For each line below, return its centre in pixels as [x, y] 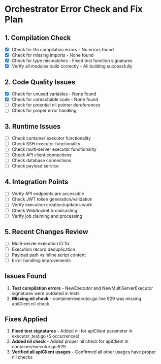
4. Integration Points [36, 182]
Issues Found [26, 276]
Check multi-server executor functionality [54, 149]
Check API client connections [42, 155]
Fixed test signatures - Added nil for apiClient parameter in [72, 331]
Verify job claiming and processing [47, 216]
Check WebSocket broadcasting [45, 210]
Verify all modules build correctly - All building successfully [72, 66]
